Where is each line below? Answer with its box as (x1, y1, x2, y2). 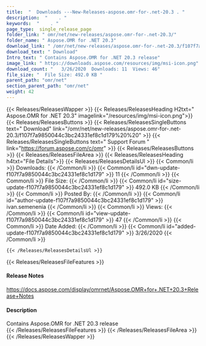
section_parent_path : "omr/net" (6, 83, 89, 89)
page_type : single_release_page (6, 26, 92, 32)
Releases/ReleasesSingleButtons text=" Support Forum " (6, 138, 150, 145)
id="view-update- (85, 209, 131, 217)
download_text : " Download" (6, 49, 78, 55)
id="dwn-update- (135, 164, 181, 171)
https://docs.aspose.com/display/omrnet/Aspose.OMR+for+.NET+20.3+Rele (6, 286, 199, 293)
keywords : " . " (6, 20, 59, 26)
